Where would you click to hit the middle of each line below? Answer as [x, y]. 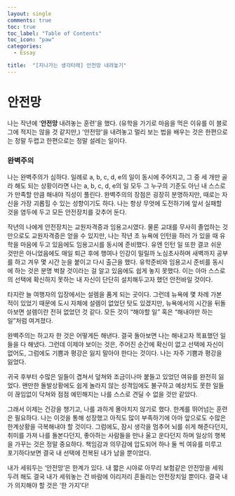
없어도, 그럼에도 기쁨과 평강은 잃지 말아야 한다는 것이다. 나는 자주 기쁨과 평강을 [115, 353]
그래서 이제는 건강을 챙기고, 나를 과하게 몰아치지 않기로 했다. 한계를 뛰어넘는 [111, 409]
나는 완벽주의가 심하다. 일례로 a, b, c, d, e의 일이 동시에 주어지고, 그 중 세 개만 [114, 177]
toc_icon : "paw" [31, 40]
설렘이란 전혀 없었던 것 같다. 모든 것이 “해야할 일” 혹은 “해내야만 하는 [120, 312]
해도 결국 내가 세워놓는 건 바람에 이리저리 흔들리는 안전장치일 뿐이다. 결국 [120, 476]
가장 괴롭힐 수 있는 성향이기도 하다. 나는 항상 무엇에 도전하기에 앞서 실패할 [121, 203]
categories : [25, 46]
